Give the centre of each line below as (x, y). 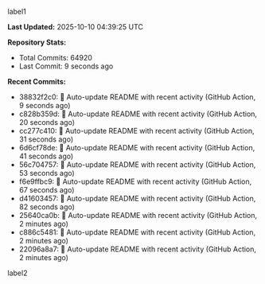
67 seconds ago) (47, 190)
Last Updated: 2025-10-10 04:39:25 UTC (76, 27)
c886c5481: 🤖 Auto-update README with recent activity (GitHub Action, (137, 232)
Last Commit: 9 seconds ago (66, 66)
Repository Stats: (37, 42)
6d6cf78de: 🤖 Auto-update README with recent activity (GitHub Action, (137, 148)
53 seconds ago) (47, 173)
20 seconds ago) (47, 122)
